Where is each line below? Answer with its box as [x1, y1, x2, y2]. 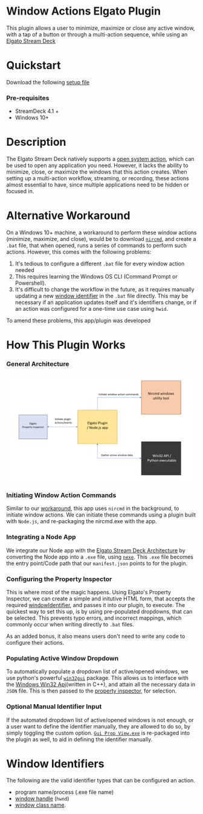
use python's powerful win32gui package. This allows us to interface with [6, 674, 188, 682]
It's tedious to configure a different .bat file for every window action [14, 260, 185, 268]
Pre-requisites [6, 93, 50, 102]
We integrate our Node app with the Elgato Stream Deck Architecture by [6, 546, 185, 554]
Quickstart [6, 59, 62, 72]
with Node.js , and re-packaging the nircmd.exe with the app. [6, 518, 157, 525]
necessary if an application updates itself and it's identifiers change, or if [14, 299, 197, 306]
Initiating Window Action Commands [6, 490, 117, 499]
